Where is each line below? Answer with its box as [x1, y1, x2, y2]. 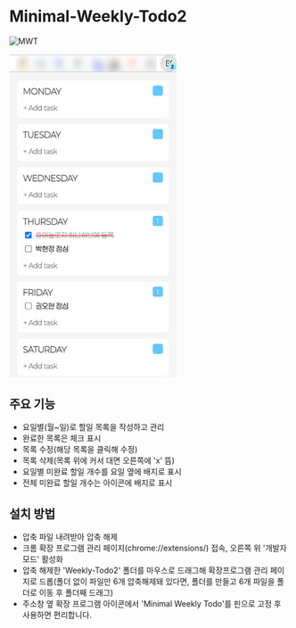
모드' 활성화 [21, 554, 64, 565]
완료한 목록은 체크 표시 [21, 433, 102, 443]
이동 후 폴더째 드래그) [38, 587, 114, 599]
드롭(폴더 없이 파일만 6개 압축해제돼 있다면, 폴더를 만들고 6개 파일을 [38, 576, 275, 587]
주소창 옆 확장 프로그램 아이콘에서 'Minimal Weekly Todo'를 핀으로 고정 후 [21, 599, 282, 609]
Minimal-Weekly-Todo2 [9, 6, 187, 27]
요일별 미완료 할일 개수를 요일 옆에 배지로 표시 [21, 467, 182, 477]
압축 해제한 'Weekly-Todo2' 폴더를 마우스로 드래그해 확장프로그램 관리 [21, 565, 268, 576]
